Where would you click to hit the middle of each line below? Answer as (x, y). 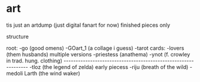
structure (17, 36)
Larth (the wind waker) (52, 73)
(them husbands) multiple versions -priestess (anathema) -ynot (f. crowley (98, 54)
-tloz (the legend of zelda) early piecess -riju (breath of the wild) (109, 67)
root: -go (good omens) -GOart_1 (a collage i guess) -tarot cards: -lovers (95, 48)
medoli (15, 73)
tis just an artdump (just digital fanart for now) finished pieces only (88, 25)
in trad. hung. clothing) (34, 61)
